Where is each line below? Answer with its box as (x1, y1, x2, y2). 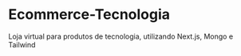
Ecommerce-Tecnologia (8, 6, 170, 24)
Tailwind (8, 39, 36, 49)
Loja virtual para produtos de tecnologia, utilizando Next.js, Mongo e (8, 32, 234, 41)
